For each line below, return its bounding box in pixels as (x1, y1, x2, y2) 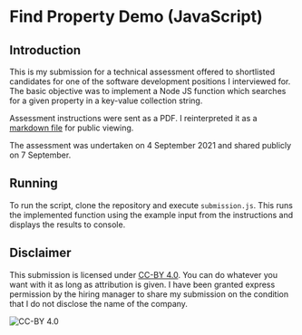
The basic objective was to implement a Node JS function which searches (9, 86, 287, 96)
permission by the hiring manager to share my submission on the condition (9, 288, 288, 300)
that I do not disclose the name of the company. (9, 298, 189, 309)
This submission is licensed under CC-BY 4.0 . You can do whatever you (9, 269, 278, 280)
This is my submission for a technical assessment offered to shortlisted (9, 66, 276, 77)
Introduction (9, 43, 82, 58)
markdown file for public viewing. (9, 122, 134, 133)
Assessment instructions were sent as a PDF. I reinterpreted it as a (9, 113, 258, 123)
